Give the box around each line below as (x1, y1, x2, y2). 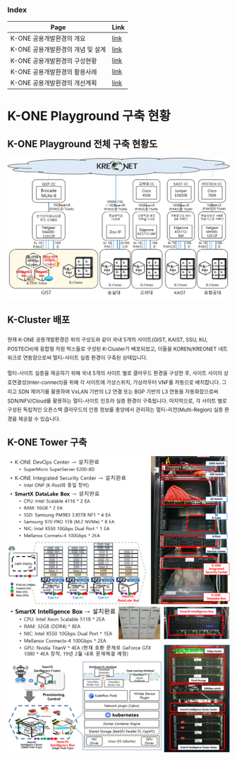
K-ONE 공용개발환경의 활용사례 (10, 67, 97, 75)
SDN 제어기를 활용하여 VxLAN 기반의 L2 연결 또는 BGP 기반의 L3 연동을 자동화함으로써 (18, 388, 219, 396)
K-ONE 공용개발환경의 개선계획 (10, 79, 97, 87)
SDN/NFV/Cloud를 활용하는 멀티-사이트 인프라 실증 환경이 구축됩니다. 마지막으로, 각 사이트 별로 (7, 397, 228, 405)
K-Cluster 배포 (7, 314, 71, 326)
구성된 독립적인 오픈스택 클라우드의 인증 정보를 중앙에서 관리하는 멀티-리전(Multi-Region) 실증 (7, 407, 224, 414)
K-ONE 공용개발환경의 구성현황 (10, 56, 97, 65)
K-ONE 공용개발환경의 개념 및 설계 (10, 45, 107, 54)
